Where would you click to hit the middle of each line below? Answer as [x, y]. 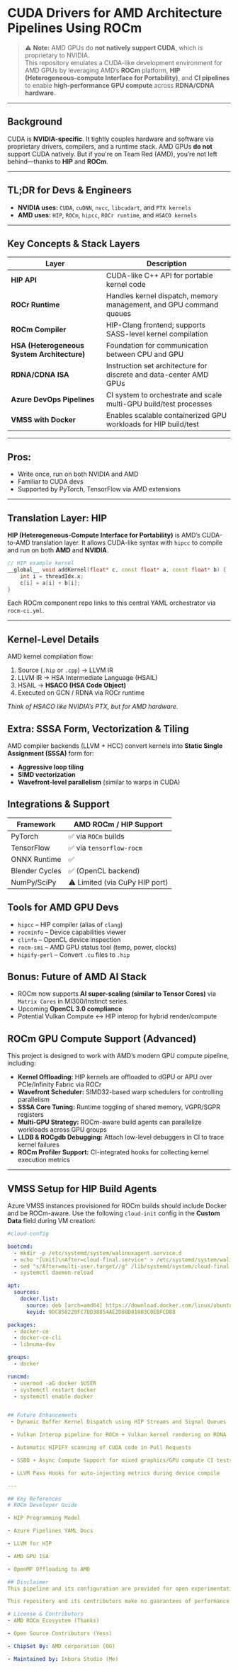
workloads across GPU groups [62, 1130]
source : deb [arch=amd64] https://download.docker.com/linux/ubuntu [129, 1305]
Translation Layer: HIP [57, 518]
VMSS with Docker [43, 420]
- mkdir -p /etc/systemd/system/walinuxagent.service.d [98, 1253]
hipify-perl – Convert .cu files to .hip [74, 955]
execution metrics [44, 1160]
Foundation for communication [157, 346]
